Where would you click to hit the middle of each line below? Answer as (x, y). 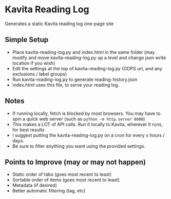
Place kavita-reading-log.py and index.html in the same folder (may (83, 52)
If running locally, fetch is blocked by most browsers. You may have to (86, 113)
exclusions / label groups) (40, 74)
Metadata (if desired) (35, 185)
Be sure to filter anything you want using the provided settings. (79, 146)
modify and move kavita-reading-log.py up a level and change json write (89, 57)
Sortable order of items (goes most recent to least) (66, 180)
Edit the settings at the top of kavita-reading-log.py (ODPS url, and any (87, 68)
